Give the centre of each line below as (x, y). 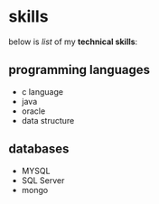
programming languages (79, 70)
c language (42, 91)
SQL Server (43, 180)
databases (39, 149)
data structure (48, 120)
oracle (33, 111)
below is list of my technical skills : (73, 42)
